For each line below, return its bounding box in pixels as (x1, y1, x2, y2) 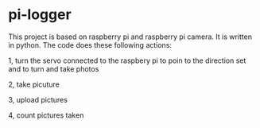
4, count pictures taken (8, 110, 84, 120)
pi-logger (8, 6, 72, 24)
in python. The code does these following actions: (8, 40, 173, 49)
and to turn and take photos (8, 64, 99, 73)
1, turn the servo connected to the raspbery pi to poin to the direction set (8, 56, 246, 65)
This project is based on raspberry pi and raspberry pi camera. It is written (8, 32, 253, 41)
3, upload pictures (8, 95, 68, 104)
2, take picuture (8, 80, 60, 89)
